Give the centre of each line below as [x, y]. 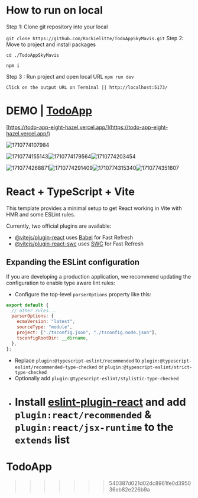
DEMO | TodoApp [49, 111]
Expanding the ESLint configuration [73, 262]
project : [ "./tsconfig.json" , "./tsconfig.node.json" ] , [87, 332]
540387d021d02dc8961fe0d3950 [150, 483]
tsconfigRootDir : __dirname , [53, 338]
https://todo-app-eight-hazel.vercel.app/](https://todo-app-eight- [88, 127]
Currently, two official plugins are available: [59, 226]
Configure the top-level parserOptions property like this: [83, 294]
